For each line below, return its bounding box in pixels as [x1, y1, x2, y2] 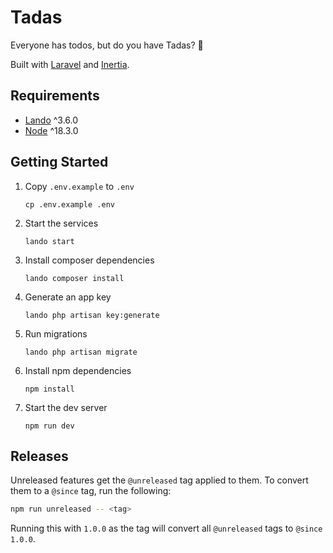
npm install [24, 384, 75, 394]
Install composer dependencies [24, 254, 155, 266]
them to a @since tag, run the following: [10, 485, 172, 497]
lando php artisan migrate [24, 347, 138, 357]
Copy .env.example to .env [24, 180, 135, 192]
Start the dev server [24, 401, 108, 413]
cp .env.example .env [24, 199, 115, 210]
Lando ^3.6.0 [24, 114, 79, 126]
